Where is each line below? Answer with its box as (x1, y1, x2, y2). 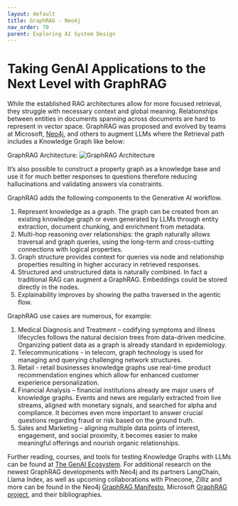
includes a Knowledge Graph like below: (7, 137, 125, 146)
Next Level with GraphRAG (7, 76, 167, 92)
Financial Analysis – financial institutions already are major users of (17, 386, 215, 394)
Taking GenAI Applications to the (7, 61, 206, 77)
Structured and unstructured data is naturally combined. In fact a (17, 268, 207, 276)
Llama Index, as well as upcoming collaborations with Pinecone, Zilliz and (7, 475, 222, 484)
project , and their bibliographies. (7, 490, 103, 499)
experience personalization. (17, 378, 99, 387)
